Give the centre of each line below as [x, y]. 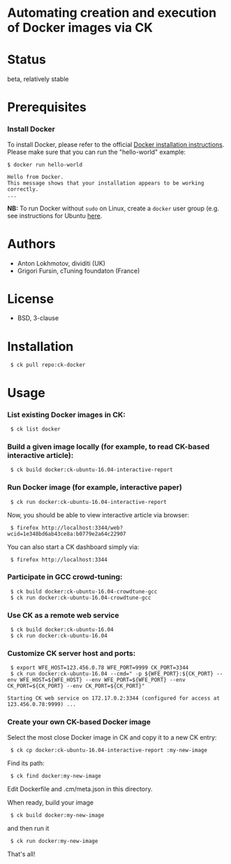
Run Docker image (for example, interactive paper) [95, 487]
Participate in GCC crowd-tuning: [65, 577]
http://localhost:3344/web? [82, 528]
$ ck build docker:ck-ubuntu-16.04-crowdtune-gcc [84, 591]
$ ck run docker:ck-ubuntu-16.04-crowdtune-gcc [81, 598]
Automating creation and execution [112, 13]
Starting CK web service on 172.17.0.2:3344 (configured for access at [113, 698]
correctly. [23, 189]
